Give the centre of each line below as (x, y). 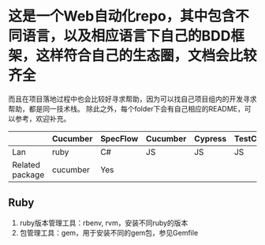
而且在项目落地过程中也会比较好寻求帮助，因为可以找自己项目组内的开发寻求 (132, 99)
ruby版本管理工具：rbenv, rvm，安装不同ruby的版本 (104, 223)
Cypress (211, 138)
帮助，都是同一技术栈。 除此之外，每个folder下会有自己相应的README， (126, 108)
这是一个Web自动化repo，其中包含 (122, 16)
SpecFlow (119, 138)
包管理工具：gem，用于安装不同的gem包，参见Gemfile (109, 232)
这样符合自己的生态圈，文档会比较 (147, 56)
